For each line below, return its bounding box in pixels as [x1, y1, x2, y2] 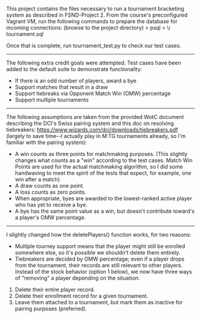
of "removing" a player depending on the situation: [14, 274, 140, 282]
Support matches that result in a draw [14, 84, 108, 90]
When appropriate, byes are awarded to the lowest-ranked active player [14, 195, 193, 202]
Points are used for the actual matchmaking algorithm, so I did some [14, 163, 184, 170]
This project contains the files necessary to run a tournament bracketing [6, 5, 184, 12]
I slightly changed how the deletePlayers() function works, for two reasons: [6, 231, 191, 238]
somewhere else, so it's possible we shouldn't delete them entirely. [14, 249, 181, 256]
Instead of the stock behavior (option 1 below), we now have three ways [14, 268, 193, 275]
